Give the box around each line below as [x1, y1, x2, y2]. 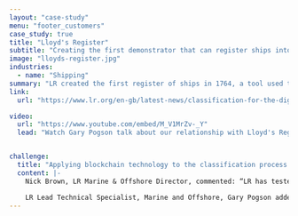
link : [9, 87, 29, 96]
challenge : [9, 152, 50, 161]
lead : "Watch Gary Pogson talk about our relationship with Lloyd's [17, 128, 276, 138]
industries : [9, 63, 53, 72]
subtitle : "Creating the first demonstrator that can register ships [9, 46, 272, 55]
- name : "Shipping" [17, 71, 90, 80]
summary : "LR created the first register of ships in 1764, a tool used [9, 79, 284, 88]
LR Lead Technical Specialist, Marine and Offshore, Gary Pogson [25, 193, 272, 202]
